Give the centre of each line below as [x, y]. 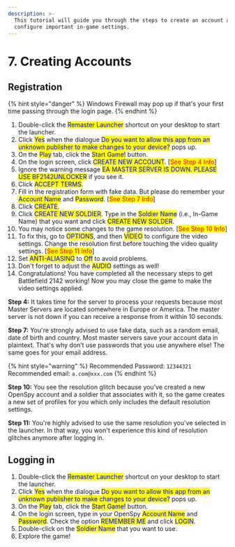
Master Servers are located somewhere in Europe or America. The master [114, 309]
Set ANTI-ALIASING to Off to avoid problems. [83, 259]
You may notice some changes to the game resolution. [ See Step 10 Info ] [122, 229]
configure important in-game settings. [72, 27]
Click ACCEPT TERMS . [51, 184]
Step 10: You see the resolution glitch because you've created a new [107, 387]
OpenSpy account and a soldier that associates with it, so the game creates [116, 395]
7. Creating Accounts [70, 61]
